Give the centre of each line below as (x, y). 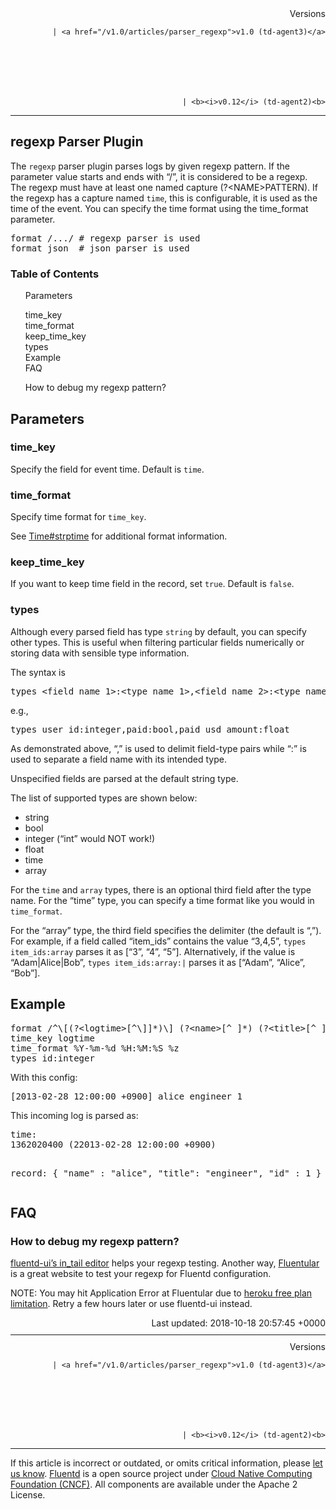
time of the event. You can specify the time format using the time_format (159, 208)
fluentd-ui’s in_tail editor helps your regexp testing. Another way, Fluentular (165, 1263)
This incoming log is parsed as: (74, 1115)
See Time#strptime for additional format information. (119, 536)
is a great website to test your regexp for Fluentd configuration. (141, 1274)
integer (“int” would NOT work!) (90, 838)
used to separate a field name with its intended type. (118, 759)
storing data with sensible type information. (100, 653)
